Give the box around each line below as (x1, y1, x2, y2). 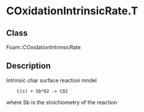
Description (6, 61, 51, 71)
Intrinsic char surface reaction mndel (6, 76, 97, 84)
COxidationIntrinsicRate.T (6, 4, 139, 18)
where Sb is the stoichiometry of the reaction (6, 98, 118, 105)
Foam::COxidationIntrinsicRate (6, 43, 81, 51)
